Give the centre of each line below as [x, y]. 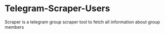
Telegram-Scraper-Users [57, 8]
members [14, 27]
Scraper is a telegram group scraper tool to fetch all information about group [82, 22]
